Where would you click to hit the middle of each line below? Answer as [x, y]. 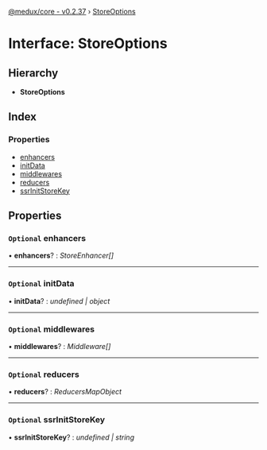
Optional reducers [44, 374]
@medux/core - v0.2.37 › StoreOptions [72, 12]
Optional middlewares [52, 329]
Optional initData [41, 284]
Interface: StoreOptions [88, 44]
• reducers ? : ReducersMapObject [65, 392]
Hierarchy [33, 73]
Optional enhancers [47, 238]
